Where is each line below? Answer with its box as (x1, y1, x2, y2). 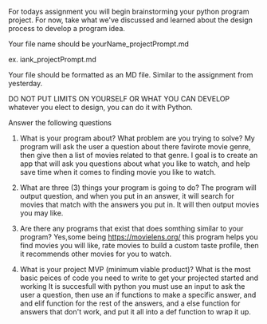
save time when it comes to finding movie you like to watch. (19, 168, 217, 176)
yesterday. (8, 79, 43, 88)
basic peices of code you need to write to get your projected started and (19, 273, 259, 283)
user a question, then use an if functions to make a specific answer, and (19, 290, 257, 299)
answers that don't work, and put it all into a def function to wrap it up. (19, 307, 251, 316)
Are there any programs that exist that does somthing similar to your (19, 223, 244, 233)
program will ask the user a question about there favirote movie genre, (19, 142, 251, 151)
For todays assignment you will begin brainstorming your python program (8, 7, 249, 16)
